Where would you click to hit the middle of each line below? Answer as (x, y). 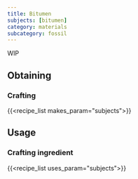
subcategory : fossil (37, 33)
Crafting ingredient (40, 153)
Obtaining (29, 75)
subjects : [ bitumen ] (37, 20)
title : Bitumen (29, 14)
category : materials (37, 27)
